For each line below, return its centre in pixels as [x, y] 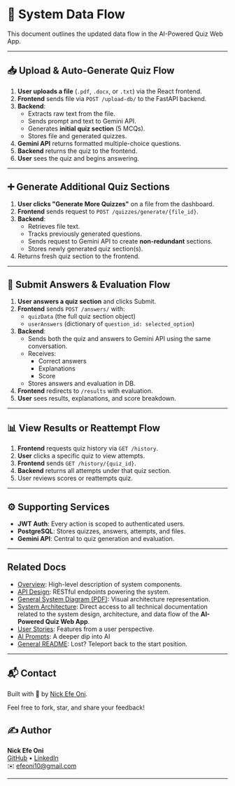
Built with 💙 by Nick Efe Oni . [48, 693]
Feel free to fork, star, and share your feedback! [76, 707]
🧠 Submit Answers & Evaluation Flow [89, 285]
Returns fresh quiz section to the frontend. [78, 256]
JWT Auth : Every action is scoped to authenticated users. [101, 524]
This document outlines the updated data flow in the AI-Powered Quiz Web [115, 34]
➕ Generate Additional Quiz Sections [88, 187]
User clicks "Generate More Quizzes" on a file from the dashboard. [116, 204]
